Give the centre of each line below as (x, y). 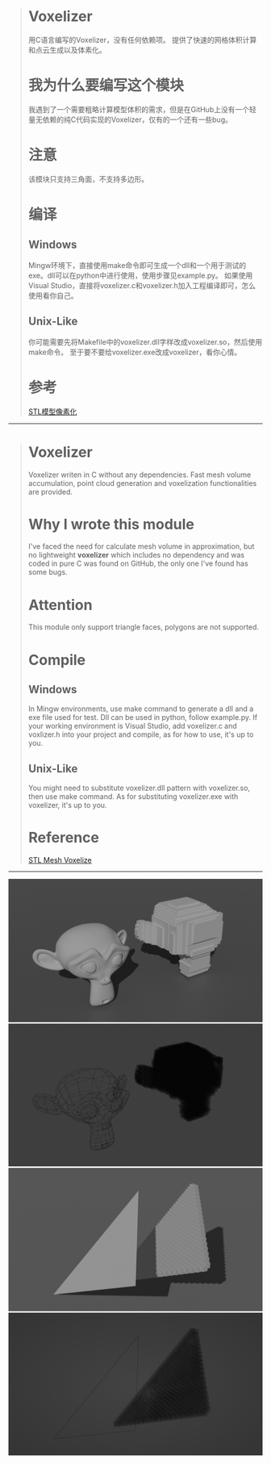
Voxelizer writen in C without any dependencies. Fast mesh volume (140, 475)
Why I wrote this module (111, 524)
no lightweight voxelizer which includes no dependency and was (136, 555)
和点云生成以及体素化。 (67, 50)
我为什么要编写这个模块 (106, 86)
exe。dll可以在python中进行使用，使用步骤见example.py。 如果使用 (140, 275)
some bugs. (48, 572)
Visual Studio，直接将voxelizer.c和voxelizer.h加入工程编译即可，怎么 (142, 285)
